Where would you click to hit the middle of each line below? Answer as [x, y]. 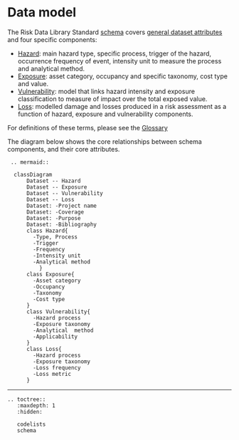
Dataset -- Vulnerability [64, 193]
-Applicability [55, 336]
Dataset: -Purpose [53, 218]
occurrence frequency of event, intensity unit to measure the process [119, 61]
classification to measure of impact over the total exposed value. [112, 99]
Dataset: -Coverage [55, 212]
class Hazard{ [47, 231]
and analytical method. [51, 68]
